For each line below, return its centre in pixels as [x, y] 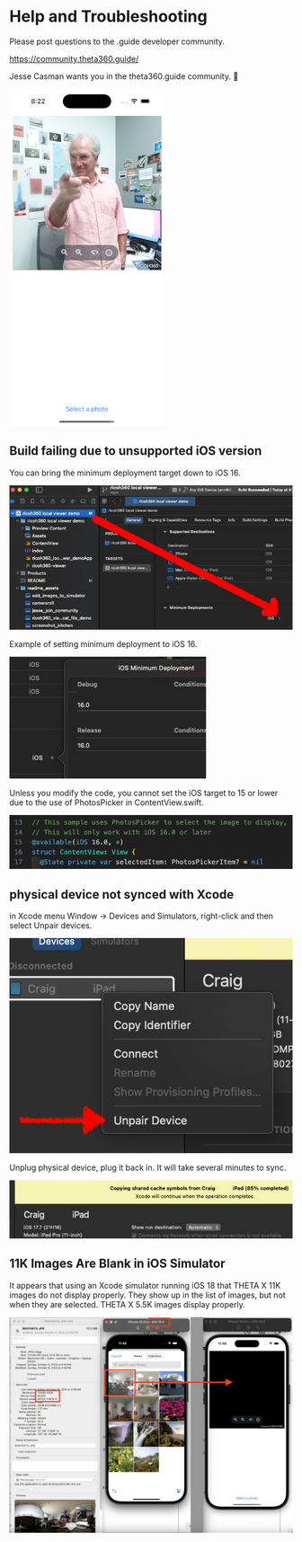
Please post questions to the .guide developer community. [117, 41]
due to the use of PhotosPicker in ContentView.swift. [107, 802]
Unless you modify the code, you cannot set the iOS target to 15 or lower [144, 793]
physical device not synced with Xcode [122, 895]
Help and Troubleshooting [109, 17]
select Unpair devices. [51, 926]
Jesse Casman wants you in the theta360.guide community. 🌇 [124, 76]
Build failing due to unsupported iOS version [136, 451]
